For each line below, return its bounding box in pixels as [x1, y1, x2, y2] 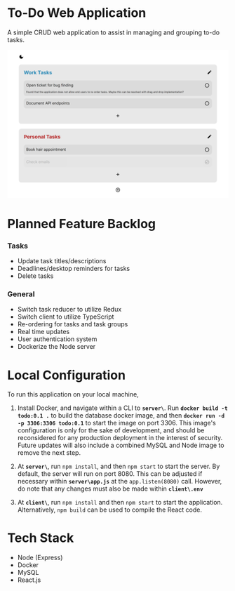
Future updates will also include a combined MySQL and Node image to [17, 441, 224, 450]
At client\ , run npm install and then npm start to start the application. [17, 498, 223, 507]
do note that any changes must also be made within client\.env [17, 484, 203, 493]
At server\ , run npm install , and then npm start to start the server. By [17, 462, 220, 471]
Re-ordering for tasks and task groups [17, 320, 128, 328]
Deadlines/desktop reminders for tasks [17, 265, 130, 273]
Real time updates [17, 328, 70, 336]
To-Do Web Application [7, 5, 147, 21]
